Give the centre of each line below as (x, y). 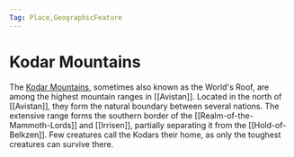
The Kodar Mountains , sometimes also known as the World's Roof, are (139, 87)
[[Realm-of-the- (224, 115)
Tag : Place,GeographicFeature (66, 17)
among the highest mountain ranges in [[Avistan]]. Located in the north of (146, 96)
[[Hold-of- (267, 125)
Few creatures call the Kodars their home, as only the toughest (165, 135)
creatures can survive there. (62, 144)
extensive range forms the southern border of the (101, 115)
